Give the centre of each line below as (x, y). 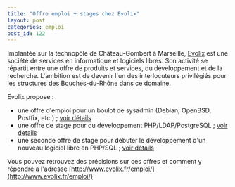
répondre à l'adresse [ (39, 169)
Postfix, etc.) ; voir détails (54, 118)
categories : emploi (36, 27)
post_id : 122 (26, 33)
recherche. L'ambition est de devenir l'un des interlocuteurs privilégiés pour (117, 76)
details (27, 133)
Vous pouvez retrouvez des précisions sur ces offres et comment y (104, 162)
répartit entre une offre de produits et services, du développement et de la (115, 68)
